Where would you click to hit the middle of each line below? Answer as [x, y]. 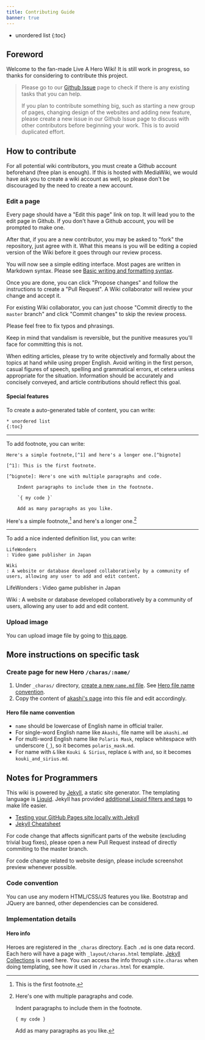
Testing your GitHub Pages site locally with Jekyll [77, 818]
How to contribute [41, 151]
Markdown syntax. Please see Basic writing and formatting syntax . [90, 271]
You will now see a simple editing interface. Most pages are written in [94, 265]
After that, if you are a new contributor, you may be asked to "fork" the [95, 239]
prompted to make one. [36, 228]
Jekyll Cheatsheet [38, 824]
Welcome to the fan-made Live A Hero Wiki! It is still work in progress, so [98, 69]
